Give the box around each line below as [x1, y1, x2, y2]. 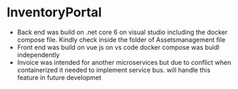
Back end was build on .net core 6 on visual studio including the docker [16, 28, 228, 36]
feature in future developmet [16, 73, 101, 82]
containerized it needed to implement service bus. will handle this [16, 66, 211, 74]
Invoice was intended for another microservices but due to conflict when [16, 58, 232, 66]
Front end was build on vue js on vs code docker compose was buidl [16, 43, 219, 51]
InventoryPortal [6, 4, 102, 21]
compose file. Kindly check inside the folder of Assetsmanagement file [16, 35, 226, 43]
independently [16, 51, 60, 59]
